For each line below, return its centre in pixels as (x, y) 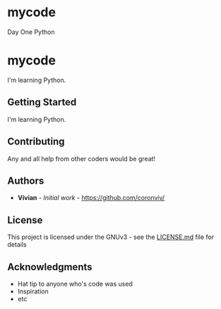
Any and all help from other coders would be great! (82, 158)
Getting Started (42, 102)
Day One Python (31, 32)
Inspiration (33, 291)
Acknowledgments (50, 267)
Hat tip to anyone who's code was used (75, 284)
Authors (26, 181)
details (17, 245)
